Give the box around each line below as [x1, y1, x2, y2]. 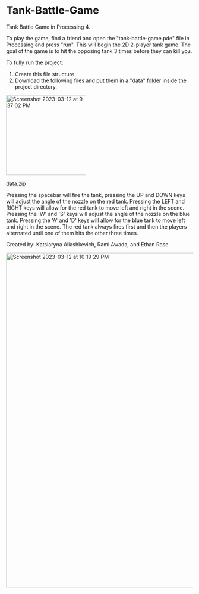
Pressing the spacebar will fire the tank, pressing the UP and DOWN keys [6, 191, 185, 198]
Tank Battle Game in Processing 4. [6, 23, 90, 30]
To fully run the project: [6, 59, 64, 66]
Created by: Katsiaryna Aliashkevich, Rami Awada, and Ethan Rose [6, 240, 169, 248]
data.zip [6, 180, 26, 187]
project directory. [14, 83, 58, 90]
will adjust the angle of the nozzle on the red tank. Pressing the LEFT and [6, 198, 185, 205]
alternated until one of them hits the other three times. [6, 229, 138, 236]
